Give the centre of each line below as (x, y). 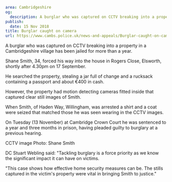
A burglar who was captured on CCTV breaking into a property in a (76, 45)
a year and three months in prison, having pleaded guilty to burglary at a (81, 128)
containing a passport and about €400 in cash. (55, 82)
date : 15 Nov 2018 (30, 26)
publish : (15, 21)
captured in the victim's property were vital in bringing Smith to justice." (81, 174)
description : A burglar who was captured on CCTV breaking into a (82, 17)
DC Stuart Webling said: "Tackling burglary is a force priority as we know (82, 153)
